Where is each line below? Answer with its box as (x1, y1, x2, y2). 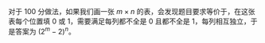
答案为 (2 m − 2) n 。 (14, 26, 76, 36)
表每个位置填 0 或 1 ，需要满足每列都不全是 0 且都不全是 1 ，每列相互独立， (8, 16, 251, 26)
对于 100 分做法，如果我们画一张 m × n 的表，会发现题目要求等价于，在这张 (8, 7, 255, 16)
